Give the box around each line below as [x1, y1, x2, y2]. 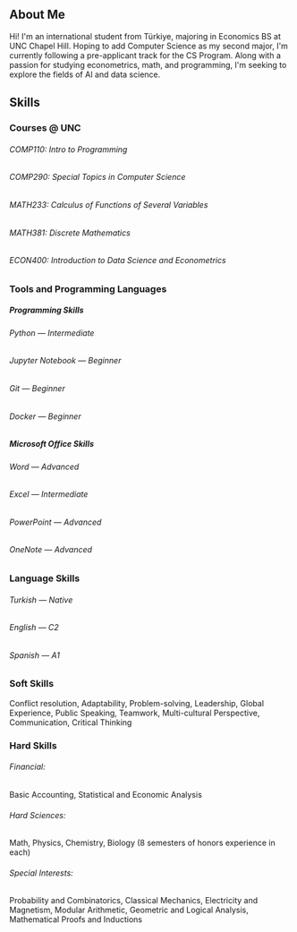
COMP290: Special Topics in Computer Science [9, 172, 186, 183]
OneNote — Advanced [9, 544, 92, 555]
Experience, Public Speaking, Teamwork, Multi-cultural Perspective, [9, 707, 260, 718]
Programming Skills [9, 304, 84, 316]
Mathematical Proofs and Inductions [9, 914, 143, 925]
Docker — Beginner [9, 411, 82, 422]
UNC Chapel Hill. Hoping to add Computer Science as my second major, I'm [9, 40, 289, 51]
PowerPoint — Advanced [9, 517, 102, 527]
